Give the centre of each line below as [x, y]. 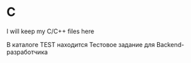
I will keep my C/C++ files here [51, 31]
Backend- [170, 44]
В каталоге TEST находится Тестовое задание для [81, 44]
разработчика [27, 52]
